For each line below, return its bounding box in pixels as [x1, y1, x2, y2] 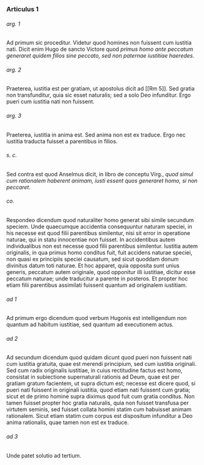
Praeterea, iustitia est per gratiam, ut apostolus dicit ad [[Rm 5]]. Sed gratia [6, 85, 195, 92]
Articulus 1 [6, 5, 39, 13]
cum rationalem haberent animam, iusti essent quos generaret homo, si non [6, 177, 198, 184]
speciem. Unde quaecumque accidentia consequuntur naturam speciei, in [6, 223, 192, 230]
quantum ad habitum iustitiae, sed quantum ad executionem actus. [6, 321, 174, 329]
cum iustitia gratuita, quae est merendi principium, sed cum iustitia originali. [6, 360, 197, 368]
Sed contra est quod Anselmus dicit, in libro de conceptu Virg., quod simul [6, 170, 194, 177]
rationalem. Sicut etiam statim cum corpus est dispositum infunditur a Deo [6, 412, 193, 420]
